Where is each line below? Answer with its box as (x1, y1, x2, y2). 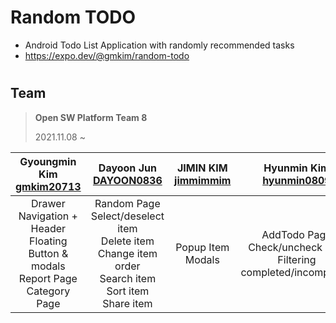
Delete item (100, 234, 155, 248)
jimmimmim (174, 173, 232, 187)
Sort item (106, 284, 150, 298)
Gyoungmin (19, 154, 77, 168)
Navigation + (18, 209, 78, 223)
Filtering (277, 252, 317, 266)
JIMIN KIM (176, 161, 228, 175)
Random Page (94, 196, 161, 210)
